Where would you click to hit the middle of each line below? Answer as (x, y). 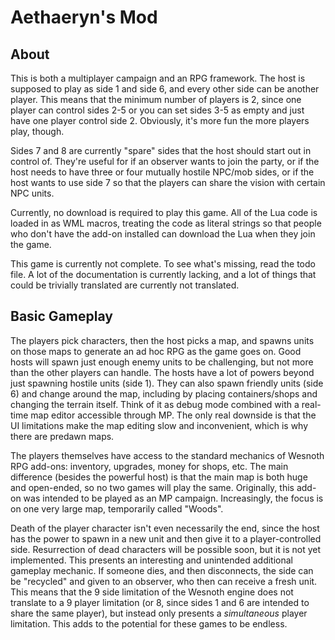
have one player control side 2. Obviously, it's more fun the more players (160, 120)
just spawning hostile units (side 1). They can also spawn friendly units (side (167, 383)
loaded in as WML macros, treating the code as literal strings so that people (166, 223)
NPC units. (32, 193)
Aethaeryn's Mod (84, 17)
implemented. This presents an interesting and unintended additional (151, 560)
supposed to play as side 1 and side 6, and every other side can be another (165, 89)
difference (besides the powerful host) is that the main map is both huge (159, 477)
